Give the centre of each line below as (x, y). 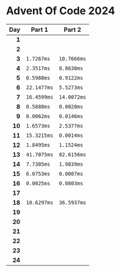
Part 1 (40, 30)
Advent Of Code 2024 (61, 11)
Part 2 (73, 30)
